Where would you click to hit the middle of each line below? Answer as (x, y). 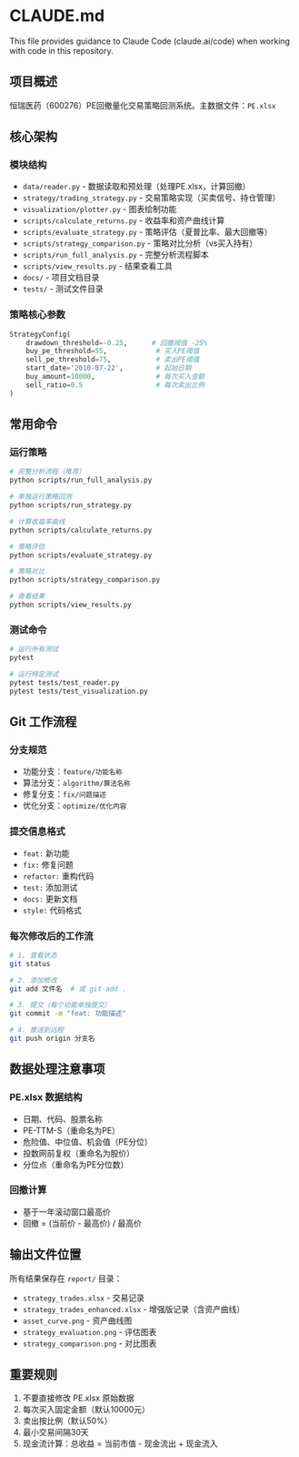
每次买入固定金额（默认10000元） (86, 1410)
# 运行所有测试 (34, 649)
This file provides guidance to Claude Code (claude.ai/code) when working (150, 41)
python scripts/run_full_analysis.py (81, 480)
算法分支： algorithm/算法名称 (76, 783)
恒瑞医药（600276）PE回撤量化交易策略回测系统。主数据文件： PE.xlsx (143, 105)
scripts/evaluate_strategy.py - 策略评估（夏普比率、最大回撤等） (147, 232)
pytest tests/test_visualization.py (79, 691)
